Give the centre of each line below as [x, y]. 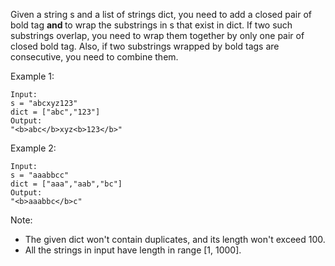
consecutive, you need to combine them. [94, 57]
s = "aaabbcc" [40, 175]
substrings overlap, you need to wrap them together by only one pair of [157, 35]
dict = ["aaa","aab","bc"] [66, 184]
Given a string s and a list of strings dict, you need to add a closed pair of [161, 14]
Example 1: [32, 76]
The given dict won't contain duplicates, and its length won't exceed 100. [175, 239]
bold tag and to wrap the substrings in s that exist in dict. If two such [151, 25]
